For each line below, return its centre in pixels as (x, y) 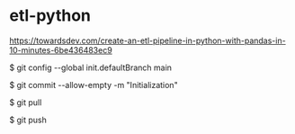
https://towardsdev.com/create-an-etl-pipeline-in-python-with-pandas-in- (147, 40)
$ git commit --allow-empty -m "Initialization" (94, 85)
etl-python (50, 16)
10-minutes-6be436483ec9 (61, 49)
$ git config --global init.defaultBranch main (91, 67)
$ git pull (26, 102)
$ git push (28, 120)
